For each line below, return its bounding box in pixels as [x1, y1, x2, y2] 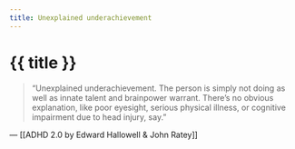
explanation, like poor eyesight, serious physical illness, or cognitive [31, 102, 286, 113]
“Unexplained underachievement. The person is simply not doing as [31, 83, 286, 94]
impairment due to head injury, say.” [31, 111, 167, 123]
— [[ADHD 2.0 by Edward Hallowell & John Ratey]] [9, 129, 198, 140]
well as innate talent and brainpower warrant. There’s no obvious [31, 92, 274, 103]
